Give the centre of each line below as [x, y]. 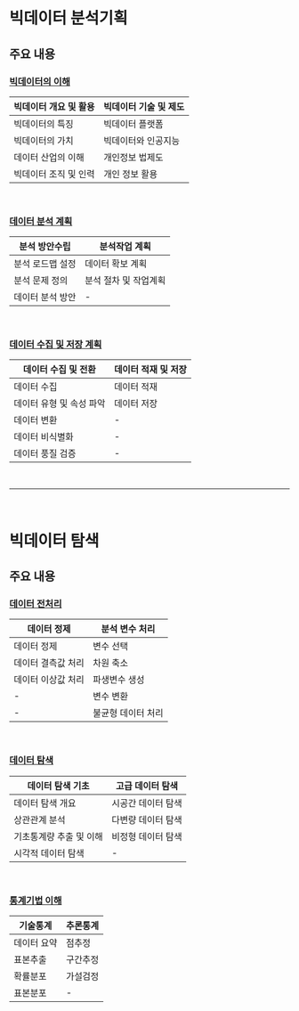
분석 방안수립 [45, 247]
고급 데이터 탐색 [147, 786]
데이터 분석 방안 [45, 298]
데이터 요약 [36, 942]
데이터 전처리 [36, 604]
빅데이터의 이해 [40, 81]
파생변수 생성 [119, 680]
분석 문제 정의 [41, 281]
